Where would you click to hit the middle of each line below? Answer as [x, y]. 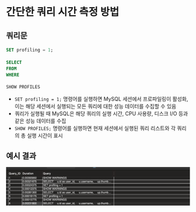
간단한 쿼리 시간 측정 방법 [63, 12]
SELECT [14, 62]
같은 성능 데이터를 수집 [40, 121]
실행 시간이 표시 [45, 136]
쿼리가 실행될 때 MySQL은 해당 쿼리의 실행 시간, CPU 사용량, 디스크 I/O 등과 [101, 114]
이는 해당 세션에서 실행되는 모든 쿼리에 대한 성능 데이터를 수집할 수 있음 [95, 107]
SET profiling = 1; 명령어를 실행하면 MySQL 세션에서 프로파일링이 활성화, [101, 99]
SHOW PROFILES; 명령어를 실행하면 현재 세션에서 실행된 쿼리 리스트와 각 [95, 128]
